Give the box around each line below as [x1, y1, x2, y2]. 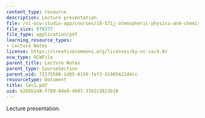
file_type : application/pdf [6, 32, 78, 38]
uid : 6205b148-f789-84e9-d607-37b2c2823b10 [6, 88, 119, 94]
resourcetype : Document [6, 77, 67, 83]
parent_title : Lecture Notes [6, 60, 81, 66]
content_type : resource [6, 9, 67, 15]
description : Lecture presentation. [6, 15, 99, 21]
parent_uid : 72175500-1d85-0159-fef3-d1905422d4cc [6, 71, 138, 77]
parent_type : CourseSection [6, 65, 78, 72]
